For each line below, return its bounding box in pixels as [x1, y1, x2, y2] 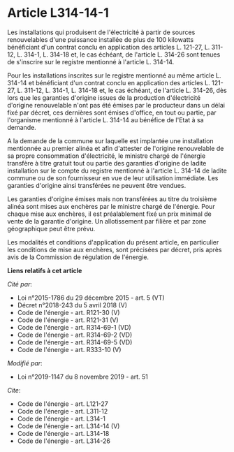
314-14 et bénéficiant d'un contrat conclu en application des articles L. [7, 78, 211, 87]
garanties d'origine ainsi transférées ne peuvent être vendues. [7, 181, 187, 189]
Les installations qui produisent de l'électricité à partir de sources [7, 28, 196, 36]
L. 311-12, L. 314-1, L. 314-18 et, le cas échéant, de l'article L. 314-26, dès [17, 86, 227, 94]
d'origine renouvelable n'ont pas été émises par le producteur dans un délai [7, 101, 226, 109]
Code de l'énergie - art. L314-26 [17, 437, 110, 445]
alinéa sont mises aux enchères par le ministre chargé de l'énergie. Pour [7, 202, 215, 210]
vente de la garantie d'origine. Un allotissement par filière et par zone [7, 217, 207, 225]
